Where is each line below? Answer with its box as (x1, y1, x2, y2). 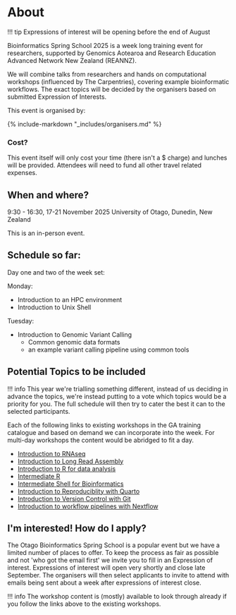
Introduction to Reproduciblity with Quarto (17, 486, 140, 495)
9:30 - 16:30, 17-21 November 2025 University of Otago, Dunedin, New (7, 208, 213, 216)
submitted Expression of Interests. (7, 92, 107, 101)
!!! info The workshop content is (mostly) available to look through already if (7, 592, 227, 601)
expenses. (7, 169, 37, 177)
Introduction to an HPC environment (17, 295, 123, 304)
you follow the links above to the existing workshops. (7, 599, 161, 608)
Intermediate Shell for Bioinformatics (17, 479, 124, 488)
